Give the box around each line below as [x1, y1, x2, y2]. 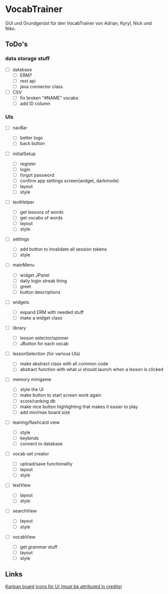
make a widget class [20, 315, 63, 321]
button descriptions [20, 289, 61, 295]
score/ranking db [20, 398, 56, 404]
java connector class [20, 83, 63, 89]
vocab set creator [12, 450, 49, 456]
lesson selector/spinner [20, 335, 69, 341]
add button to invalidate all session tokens [20, 246, 107, 252]
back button [20, 141, 45, 147]
